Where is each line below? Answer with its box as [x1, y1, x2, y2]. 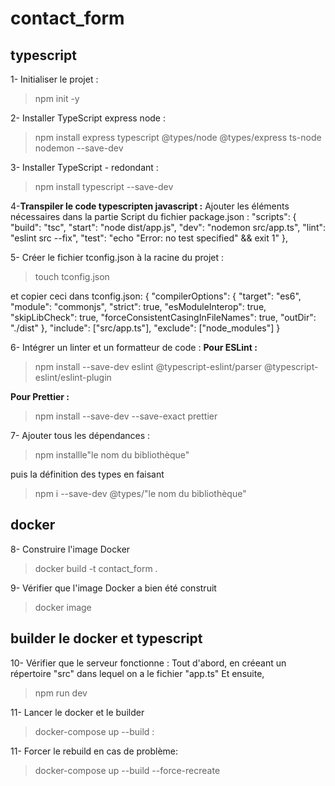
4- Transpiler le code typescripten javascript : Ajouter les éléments [10, 200, 290, 212]
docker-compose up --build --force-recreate [34, 764, 221, 776]
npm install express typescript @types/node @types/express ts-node [34, 132, 322, 143]
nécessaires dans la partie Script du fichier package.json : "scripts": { [10, 211, 297, 222]
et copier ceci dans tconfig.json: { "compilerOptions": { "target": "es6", [10, 290, 302, 302]
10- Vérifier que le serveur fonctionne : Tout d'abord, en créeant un [10, 657, 287, 669]
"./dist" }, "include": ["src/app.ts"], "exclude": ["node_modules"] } [10, 322, 281, 334]
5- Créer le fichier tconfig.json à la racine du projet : [10, 252, 225, 263]
